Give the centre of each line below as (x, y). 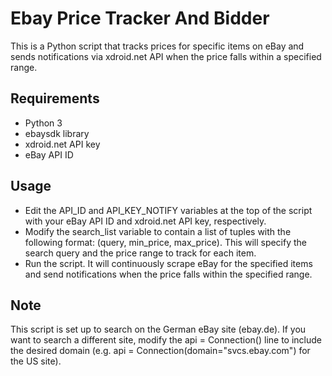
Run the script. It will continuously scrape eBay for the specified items (168, 263)
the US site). (36, 361)
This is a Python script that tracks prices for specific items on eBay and (157, 46)
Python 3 (43, 123)
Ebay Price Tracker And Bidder (140, 18)
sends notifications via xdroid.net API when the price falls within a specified (166, 56)
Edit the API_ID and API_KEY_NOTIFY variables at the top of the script (168, 210)
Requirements (55, 98)
